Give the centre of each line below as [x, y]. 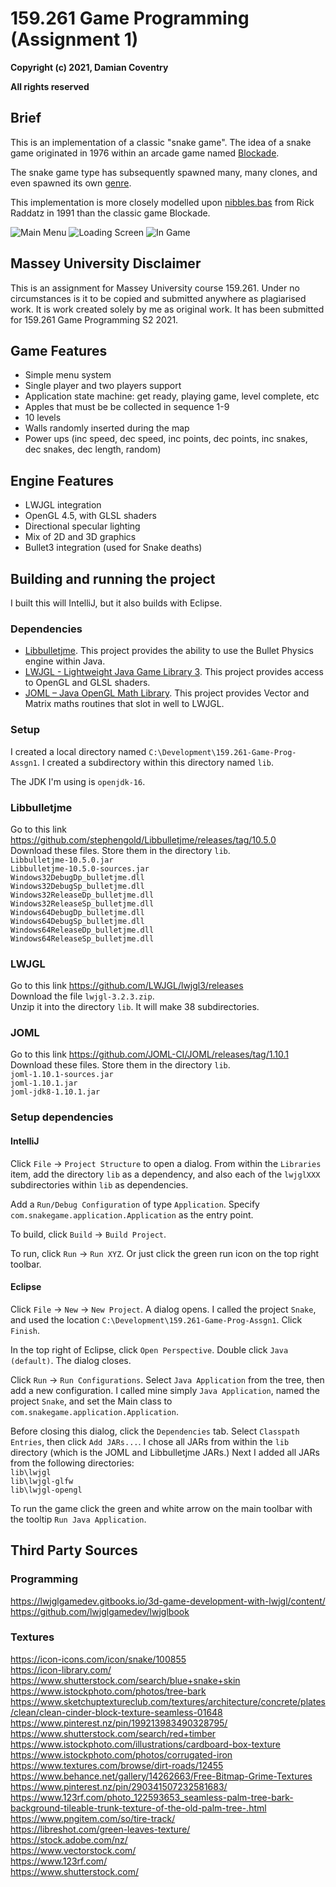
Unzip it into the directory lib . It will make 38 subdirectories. [135, 1007]
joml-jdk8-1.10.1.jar [55, 1092]
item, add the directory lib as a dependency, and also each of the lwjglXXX [165, 1174]
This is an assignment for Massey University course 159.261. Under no [155, 288]
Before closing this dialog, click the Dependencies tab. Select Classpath [155, 1431]
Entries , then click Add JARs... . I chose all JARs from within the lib [150, 1441]
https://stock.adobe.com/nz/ [69, 1839]
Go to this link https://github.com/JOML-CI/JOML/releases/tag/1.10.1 [149, 1054]
